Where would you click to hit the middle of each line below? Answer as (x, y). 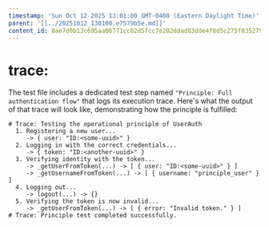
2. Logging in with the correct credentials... (96, 145)
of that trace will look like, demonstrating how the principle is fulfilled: (123, 110)
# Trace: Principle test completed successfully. (93, 216)
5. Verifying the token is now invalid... (87, 201)
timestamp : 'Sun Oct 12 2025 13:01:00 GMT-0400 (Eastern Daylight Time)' (134, 16)
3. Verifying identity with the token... (86, 160)
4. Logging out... (46, 188)
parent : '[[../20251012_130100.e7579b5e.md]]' (87, 23)
